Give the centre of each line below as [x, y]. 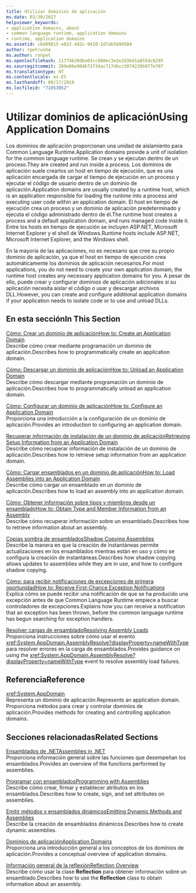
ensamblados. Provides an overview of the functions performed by [86, 764]
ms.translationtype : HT [35, 72]
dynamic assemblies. [32, 830]
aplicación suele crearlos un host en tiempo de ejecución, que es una [90, 170]
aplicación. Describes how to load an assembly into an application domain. [95, 491]
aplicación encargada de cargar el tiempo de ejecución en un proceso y [93, 177]
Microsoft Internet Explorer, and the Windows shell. [68, 239]
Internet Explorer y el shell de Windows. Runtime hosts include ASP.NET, [93, 233]
